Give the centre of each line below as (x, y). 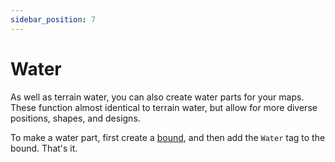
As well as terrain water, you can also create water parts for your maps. (157, 97)
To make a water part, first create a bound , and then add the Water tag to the (168, 137)
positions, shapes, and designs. (75, 118)
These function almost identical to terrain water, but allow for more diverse (164, 107)
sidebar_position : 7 (53, 19)
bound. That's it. (44, 148)
